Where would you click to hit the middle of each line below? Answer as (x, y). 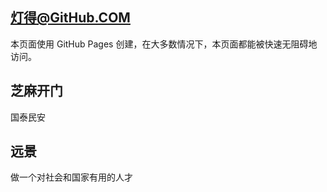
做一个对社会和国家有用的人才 (71, 177)
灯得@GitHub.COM (70, 18)
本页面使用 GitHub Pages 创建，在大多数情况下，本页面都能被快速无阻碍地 (164, 44)
